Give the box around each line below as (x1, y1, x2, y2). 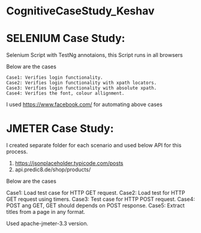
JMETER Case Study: (6, 122, 114, 135)
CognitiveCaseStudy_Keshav (6, 4, 155, 18)
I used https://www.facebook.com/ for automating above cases (6, 101, 163, 108)
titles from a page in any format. (6, 208, 86, 216)
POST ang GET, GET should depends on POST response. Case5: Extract (6, 202, 185, 209)
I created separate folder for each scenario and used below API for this (6, 142, 182, 149)
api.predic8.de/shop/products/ (14, 166, 91, 173)
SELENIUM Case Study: (6, 32, 125, 46)
